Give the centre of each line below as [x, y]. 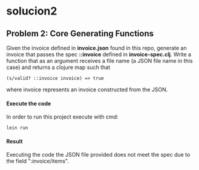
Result [15, 141]
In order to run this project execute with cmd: [63, 117]
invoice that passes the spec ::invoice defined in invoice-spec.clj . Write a [99, 54]
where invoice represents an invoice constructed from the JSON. [87, 90]
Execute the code [29, 103]
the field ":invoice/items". [38, 161]
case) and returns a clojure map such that [58, 67]
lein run [17, 128]
